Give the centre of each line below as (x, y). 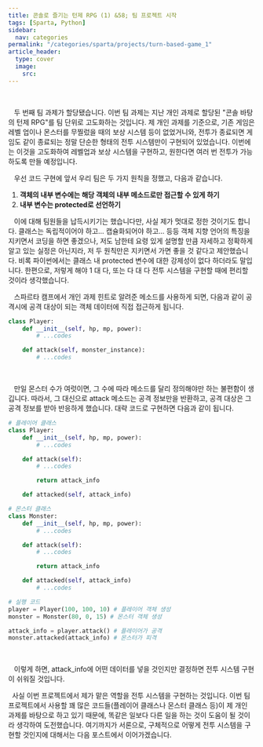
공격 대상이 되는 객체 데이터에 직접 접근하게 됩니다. (106, 306)
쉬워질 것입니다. (40, 679)
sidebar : (22, 30)
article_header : (35, 52)
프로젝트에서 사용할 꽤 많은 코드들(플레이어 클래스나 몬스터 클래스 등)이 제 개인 (128, 705)
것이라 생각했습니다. (38, 280)
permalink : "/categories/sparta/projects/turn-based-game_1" (110, 45)
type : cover (35, 60)
